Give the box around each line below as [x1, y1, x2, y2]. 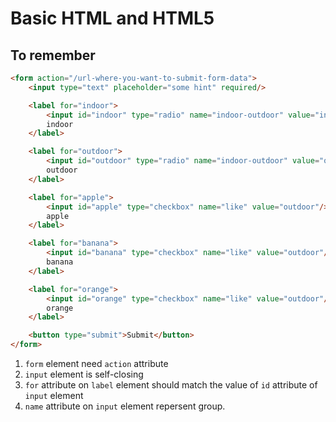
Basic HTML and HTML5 [10, 7, 215, 30]
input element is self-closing [24, 368, 144, 380]
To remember [10, 47, 96, 64]
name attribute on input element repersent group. [24, 400, 226, 412]
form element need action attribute [24, 358, 169, 369]
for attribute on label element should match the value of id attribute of [24, 379, 318, 391]
